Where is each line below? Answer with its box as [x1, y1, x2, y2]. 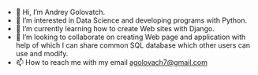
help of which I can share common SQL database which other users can [15, 41, 251, 50]
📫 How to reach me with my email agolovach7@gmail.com [15, 58, 208, 66]
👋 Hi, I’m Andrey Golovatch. [15, 8, 106, 16]
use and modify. [15, 49, 69, 58]
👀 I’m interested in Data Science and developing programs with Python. [15, 16, 248, 25]
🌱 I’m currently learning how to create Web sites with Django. [15, 24, 215, 33]
